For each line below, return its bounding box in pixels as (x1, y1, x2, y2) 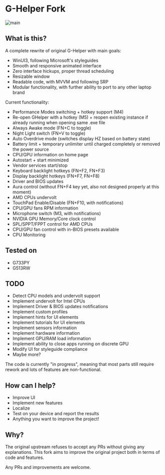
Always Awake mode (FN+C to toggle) (12, 125, 91, 131)
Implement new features (12, 400, 63, 406)
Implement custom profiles (12, 309, 68, 315)
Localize (12, 405, 30, 411)
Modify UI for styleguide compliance (12, 346, 88, 352)
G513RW (12, 265, 30, 271)
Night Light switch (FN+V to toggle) (12, 130, 86, 136)
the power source (12, 146, 49, 152)
